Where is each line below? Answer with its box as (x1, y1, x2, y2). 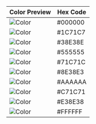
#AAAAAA (57, 78, 87, 86)
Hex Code (57, 8, 86, 16)
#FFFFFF (57, 108, 83, 115)
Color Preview (9, 8, 52, 16)
